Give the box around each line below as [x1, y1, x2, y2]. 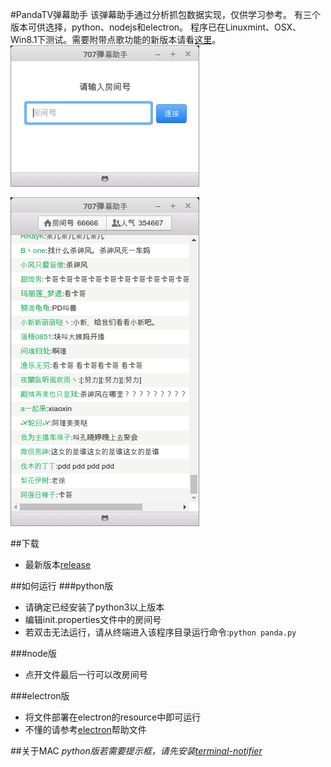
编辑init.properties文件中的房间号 [24, 614, 162, 625]
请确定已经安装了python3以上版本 [24, 601, 165, 613]
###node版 [10, 648, 57, 659]
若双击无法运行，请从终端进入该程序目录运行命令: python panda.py [24, 626, 297, 638]
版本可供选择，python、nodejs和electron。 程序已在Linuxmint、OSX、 [10, 21, 302, 33]
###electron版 [10, 690, 70, 702]
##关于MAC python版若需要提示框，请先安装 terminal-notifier [10, 745, 263, 757]
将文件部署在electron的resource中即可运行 [24, 711, 202, 723]
